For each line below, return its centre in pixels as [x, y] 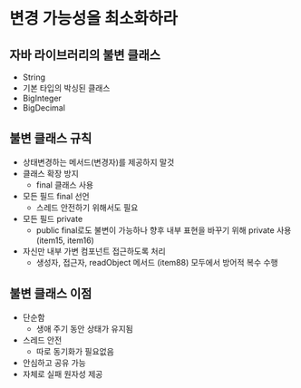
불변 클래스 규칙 [51, 138]
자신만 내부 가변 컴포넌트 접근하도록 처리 [94, 251]
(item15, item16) [65, 240]
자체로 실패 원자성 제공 [63, 373]
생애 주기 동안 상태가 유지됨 [84, 328]
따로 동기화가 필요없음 [75, 351]
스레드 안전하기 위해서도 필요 [87, 207]
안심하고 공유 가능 [54, 363]
